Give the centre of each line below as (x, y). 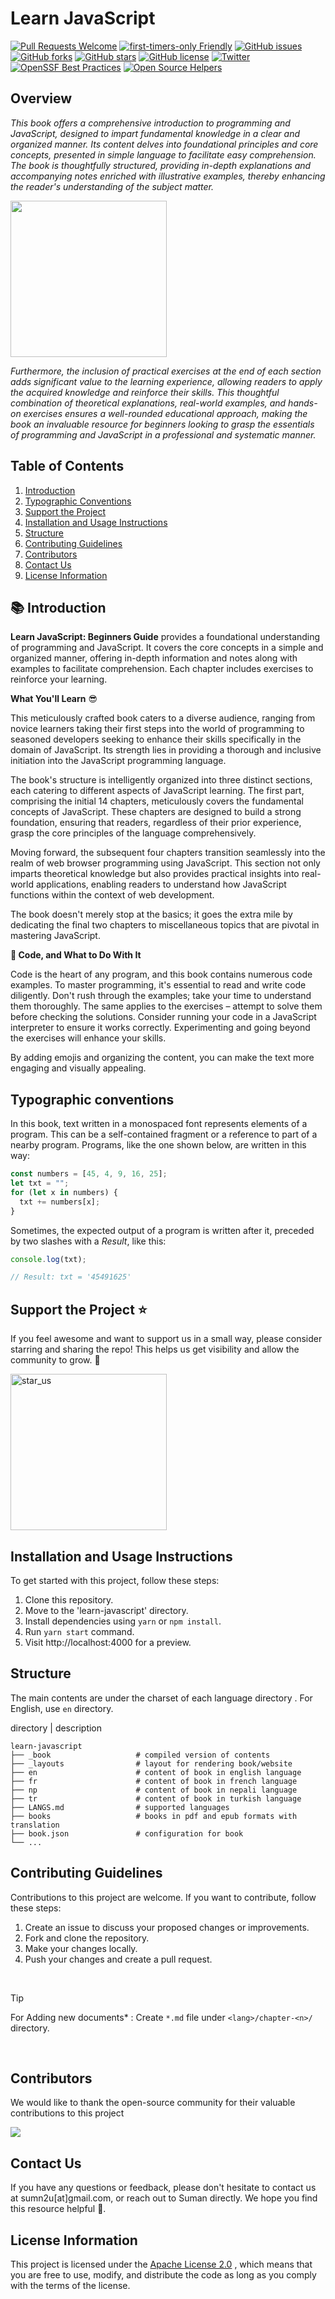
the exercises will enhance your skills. (88, 1038)
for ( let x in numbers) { (64, 1192)
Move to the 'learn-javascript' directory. (106, 1610)
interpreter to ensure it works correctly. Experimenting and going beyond (160, 1028)
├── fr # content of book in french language (154, 1781)
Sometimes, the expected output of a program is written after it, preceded (162, 1230)
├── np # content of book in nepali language (154, 1790)
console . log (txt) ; (48, 1259)
